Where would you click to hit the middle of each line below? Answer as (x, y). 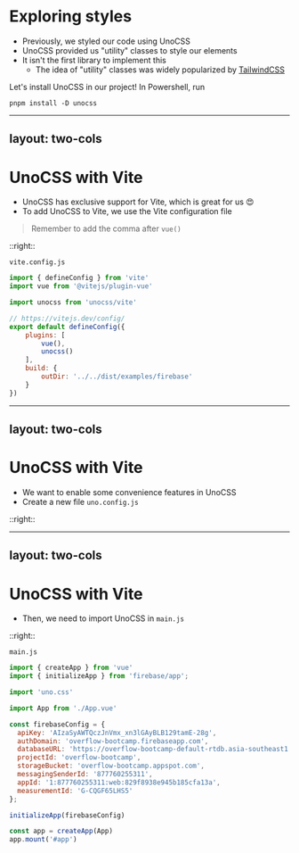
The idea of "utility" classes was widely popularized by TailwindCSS (160, 70)
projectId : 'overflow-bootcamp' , (79, 758)
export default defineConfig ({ (67, 327)
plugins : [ (45, 335)
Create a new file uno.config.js (81, 501)
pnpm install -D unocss (53, 103)
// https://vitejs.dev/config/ (67, 319)
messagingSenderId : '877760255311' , (85, 774)
